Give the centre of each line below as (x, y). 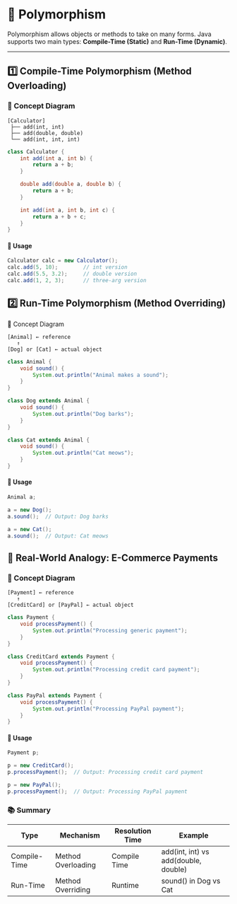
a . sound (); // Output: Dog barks (58, 516)
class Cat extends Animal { (49, 440)
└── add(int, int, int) (45, 139)
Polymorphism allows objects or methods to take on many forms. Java (109, 34)
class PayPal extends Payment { (55, 695)
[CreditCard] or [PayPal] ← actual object (71, 605)
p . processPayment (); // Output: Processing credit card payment (105, 772)
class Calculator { (36, 151)
